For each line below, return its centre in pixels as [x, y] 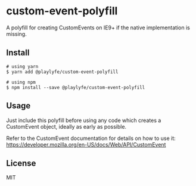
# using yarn [22, 66]
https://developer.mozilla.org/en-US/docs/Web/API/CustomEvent [86, 144]
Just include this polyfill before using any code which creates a [84, 120]
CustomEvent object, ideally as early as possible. [66, 126]
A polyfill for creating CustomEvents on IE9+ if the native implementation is [98, 28]
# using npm [21, 82]
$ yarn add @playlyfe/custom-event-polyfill [62, 72]
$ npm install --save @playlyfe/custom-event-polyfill [76, 87]
